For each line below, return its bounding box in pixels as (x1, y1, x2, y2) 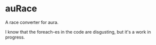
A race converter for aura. (5, 19, 59, 25)
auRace (5, 3, 37, 14)
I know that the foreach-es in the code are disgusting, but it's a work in (5, 29, 151, 35)
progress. (5, 34, 25, 40)
